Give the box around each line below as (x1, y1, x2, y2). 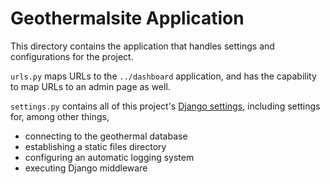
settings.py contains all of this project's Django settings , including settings (10, 100, 321, 112)
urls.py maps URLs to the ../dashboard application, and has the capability (10, 70, 317, 82)
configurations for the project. (10, 50, 134, 62)
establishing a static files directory (24, 140, 167, 152)
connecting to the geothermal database (24, 130, 188, 142)
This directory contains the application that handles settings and (10, 40, 275, 52)
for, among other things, (10, 110, 110, 122)
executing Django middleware (24, 162, 148, 174)
